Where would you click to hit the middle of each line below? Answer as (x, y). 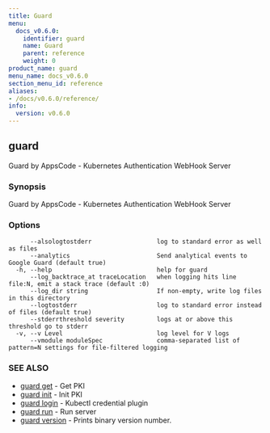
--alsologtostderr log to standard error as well (146, 242)
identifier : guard (54, 38)
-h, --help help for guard (112, 270)
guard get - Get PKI (52, 385)
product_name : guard (43, 69)
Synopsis (27, 187)
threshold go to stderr (49, 327)
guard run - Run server (58, 411)
